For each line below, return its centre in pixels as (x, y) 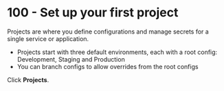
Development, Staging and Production (71, 59)
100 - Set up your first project (93, 13)
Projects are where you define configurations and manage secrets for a (108, 31)
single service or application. (48, 38)
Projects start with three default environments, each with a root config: (117, 52)
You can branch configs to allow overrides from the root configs (108, 66)
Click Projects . (28, 79)
